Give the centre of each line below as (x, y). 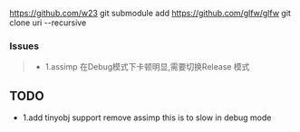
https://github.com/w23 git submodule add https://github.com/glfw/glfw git (150, 13)
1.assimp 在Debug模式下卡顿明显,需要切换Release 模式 (147, 67)
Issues (24, 46)
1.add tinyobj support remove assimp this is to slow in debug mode (147, 118)
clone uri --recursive (48, 23)
